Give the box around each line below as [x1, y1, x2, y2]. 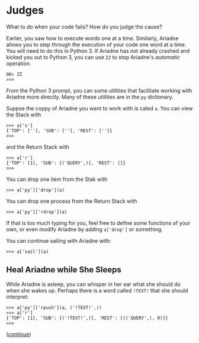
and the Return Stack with [6, 143, 69, 150]
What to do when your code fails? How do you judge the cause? [6, 23, 162, 30]
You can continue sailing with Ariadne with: [6, 237, 111, 244]
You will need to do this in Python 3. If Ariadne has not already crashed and [6, 47, 190, 54]
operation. [6, 60, 31, 67]
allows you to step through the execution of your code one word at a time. [6, 41, 187, 48]
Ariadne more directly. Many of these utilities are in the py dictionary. [6, 93, 174, 100]
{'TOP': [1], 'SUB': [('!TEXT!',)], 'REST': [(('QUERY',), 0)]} [6, 315, 168, 321]
